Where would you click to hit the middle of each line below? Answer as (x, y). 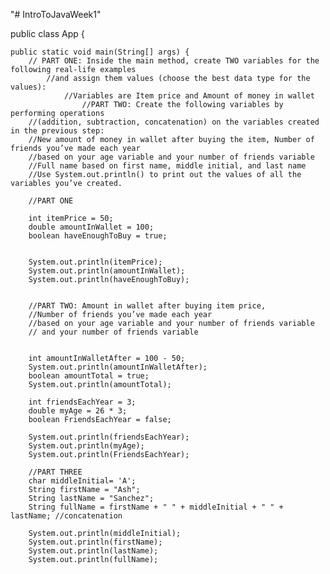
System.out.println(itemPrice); (95, 262)
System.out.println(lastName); (93, 551)
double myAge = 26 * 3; (78, 411)
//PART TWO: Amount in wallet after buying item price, (147, 306)
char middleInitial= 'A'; (82, 481)
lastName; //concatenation (66, 516)
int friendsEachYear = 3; (82, 402)
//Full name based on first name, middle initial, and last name (167, 166)
